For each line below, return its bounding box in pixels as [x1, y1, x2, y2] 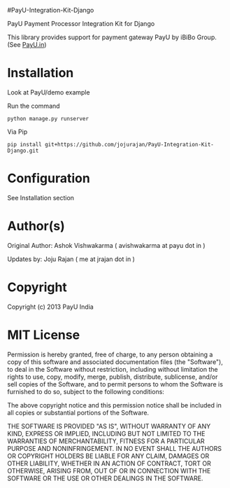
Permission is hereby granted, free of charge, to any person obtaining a [7, 350, 213, 358]
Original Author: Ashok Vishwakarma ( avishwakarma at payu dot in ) [7, 241, 206, 249]
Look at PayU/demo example [7, 88, 90, 97]
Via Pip [7, 127, 28, 136]
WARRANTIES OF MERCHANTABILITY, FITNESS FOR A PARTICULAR [7, 437, 205, 445]
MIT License [7, 327, 80, 342]
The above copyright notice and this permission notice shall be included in [7, 400, 222, 409]
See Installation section [7, 193, 75, 202]
